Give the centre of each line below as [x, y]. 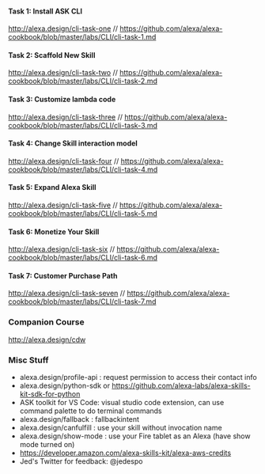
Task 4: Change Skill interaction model [73, 143]
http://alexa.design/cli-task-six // [62, 249]
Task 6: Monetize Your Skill [54, 231]
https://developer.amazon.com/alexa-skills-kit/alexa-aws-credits [125, 453]
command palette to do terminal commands [91, 411]
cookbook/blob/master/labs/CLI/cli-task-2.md [83, 81]
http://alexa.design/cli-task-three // [66, 117]
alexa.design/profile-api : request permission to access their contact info [138, 377]
